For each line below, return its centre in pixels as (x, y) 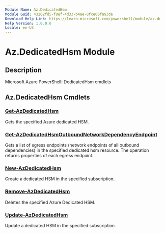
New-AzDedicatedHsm (33, 168)
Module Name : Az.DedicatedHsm (36, 10)
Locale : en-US (20, 28)
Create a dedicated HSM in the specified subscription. (60, 179)
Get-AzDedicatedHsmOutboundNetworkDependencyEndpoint (81, 134)
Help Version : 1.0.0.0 (28, 23)
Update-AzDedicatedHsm (37, 215)
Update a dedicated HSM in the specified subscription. (61, 225)
